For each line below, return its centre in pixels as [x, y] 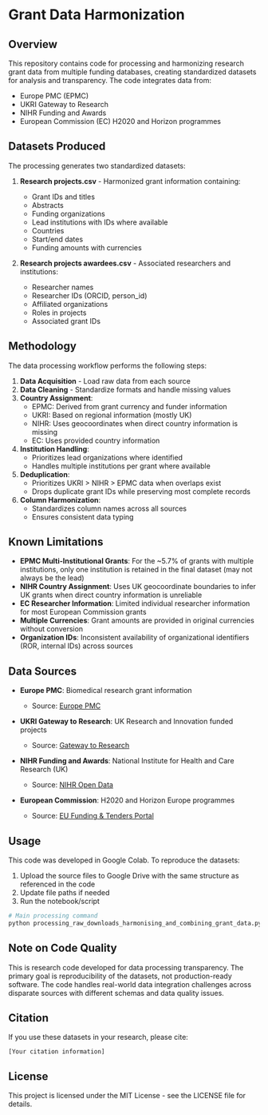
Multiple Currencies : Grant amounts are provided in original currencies [137, 620]
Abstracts [47, 205]
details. [20, 1104]
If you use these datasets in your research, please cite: [99, 1037]
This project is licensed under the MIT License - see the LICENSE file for [127, 1096]
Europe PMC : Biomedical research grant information [106, 691]
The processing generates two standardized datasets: [97, 165]
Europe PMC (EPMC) [54, 96]
